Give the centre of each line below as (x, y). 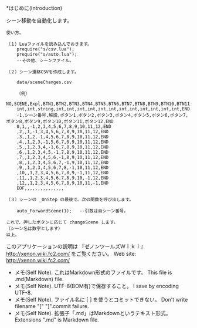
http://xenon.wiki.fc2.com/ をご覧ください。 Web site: (71, 254)
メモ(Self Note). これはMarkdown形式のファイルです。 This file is (93, 272)
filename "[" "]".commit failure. (52, 306)
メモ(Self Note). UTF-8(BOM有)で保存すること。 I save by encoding (96, 286)
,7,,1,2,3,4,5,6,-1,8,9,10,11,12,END (63, 157)
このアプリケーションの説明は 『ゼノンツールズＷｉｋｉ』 (76, 246)
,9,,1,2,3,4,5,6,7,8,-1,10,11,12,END (63, 168)
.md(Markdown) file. (39, 279)
